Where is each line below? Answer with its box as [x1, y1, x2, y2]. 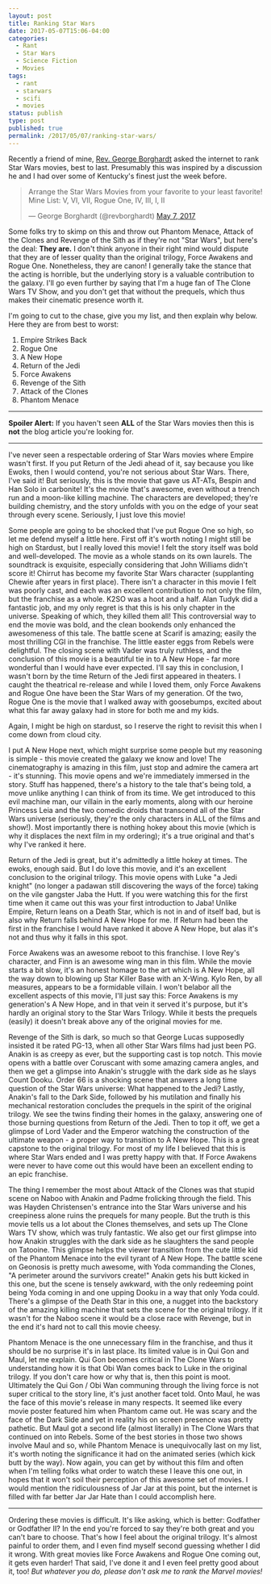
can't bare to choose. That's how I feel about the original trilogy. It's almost [8, 1532, 258, 1541]
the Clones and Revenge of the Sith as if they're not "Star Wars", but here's [8, 235, 258, 244]
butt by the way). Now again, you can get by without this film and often [8, 1457, 244, 1467]
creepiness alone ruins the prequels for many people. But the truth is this [8, 1211, 251, 1220]
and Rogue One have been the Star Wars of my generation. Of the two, [8, 688, 244, 698]
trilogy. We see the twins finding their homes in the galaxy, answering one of [8, 1109, 263, 1119]
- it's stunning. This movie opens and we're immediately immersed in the [8, 771, 250, 781]
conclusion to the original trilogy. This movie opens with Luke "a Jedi [8, 872, 238, 882]
